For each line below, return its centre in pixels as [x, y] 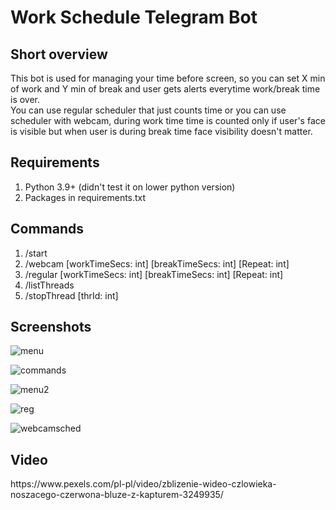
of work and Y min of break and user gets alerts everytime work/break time [165, 89]
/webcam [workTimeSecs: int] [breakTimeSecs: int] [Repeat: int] [157, 263]
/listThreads [49, 285]
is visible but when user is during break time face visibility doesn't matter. [161, 131]
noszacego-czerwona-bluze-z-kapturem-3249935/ [117, 495]
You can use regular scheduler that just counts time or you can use [148, 110]
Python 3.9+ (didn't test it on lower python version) [130, 187]
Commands [47, 229]
